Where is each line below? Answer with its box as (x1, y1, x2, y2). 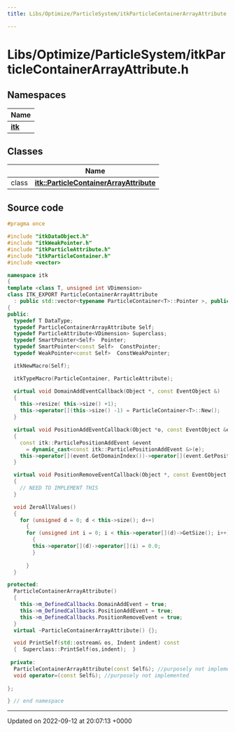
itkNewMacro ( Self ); (13, 362, 71, 369)
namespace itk (7, 272, 49, 279)
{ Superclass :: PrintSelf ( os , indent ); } (13, 646, 136, 653)
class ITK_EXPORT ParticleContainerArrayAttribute (7, 291, 158, 298)
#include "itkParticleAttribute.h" (7, 246, 111, 253)
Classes (7, 146, 43, 157)
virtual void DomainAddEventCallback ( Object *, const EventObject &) (13, 388, 220, 395)
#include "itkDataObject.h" (7, 233, 90, 240)
